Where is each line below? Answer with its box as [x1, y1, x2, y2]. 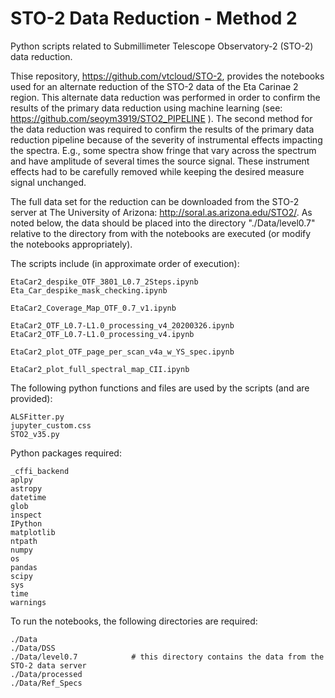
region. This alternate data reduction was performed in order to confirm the [10, 91, 321, 103]
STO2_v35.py [10, 429, 60, 439]
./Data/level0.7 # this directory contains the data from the [10, 652, 325, 662]
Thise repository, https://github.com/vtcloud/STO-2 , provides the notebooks [10, 70, 325, 82]
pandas [10, 562, 38, 572]
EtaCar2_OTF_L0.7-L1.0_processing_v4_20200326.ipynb [10, 320, 235, 331]
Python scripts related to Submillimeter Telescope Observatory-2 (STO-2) [10, 40, 314, 52]
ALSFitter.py [10, 412, 65, 422]
